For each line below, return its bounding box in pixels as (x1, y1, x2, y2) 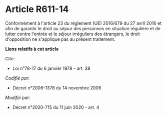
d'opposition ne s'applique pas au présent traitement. (5, 36, 115, 42)
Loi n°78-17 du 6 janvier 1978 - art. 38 (12, 65, 90, 71)
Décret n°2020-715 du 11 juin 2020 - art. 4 (12, 104, 99, 110)
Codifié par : (5, 75, 30, 81)
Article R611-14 (5, 4, 69, 15)
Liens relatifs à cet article (5, 46, 59, 52)
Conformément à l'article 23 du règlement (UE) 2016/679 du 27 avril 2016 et (5, 20, 161, 26)
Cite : (5, 55, 15, 61)
